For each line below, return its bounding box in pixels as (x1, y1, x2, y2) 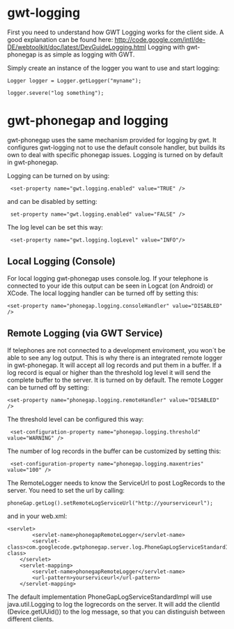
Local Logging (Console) (7, 256, 116, 267)
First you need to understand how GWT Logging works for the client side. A (7, 28, 224, 36)
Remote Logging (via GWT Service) (7, 327, 164, 339)
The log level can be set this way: (7, 223, 103, 231)
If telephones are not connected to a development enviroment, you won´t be (7, 346, 226, 354)
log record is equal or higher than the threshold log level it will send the (7, 368, 211, 376)
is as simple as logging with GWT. (38, 50, 135, 59)
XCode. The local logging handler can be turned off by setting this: (7, 288, 198, 297)
